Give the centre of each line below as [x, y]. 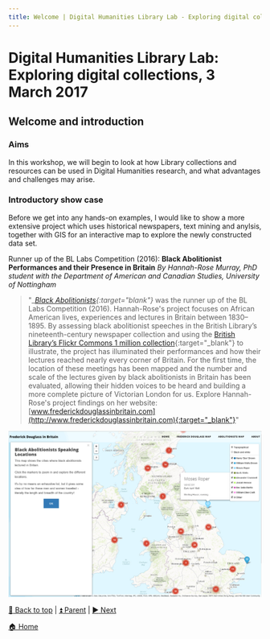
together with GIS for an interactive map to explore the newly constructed [130, 234]
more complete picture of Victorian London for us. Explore [124, 394]
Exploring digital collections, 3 [112, 74]
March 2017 [48, 92]
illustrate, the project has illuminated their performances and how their [144, 351]
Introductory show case [56, 200]
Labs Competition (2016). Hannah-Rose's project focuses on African [141, 308]
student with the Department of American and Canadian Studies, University [134, 276]
